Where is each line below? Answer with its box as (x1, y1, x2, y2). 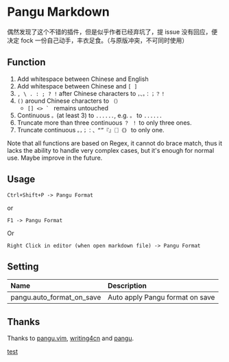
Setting (7, 261, 39, 272)
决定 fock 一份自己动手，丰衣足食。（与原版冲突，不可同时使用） (7, 36, 189, 45)
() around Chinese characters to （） (16, 97, 121, 105)
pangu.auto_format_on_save (10, 293, 101, 302)
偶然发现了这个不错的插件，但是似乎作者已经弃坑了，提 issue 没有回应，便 (7, 27, 218, 36)
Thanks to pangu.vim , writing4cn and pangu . (7, 334, 134, 343)
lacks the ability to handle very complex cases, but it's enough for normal (7, 146, 215, 154)
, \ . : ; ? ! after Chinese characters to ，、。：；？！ (16, 89, 166, 97)
